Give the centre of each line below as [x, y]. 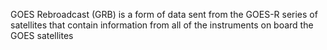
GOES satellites [42, 35]
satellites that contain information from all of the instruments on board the [162, 25]
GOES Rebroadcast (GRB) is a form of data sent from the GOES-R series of [164, 14]
